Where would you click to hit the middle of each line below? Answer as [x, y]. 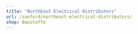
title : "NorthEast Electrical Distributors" [61, 11]
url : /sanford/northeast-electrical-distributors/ [69, 17]
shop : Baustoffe [26, 22]
